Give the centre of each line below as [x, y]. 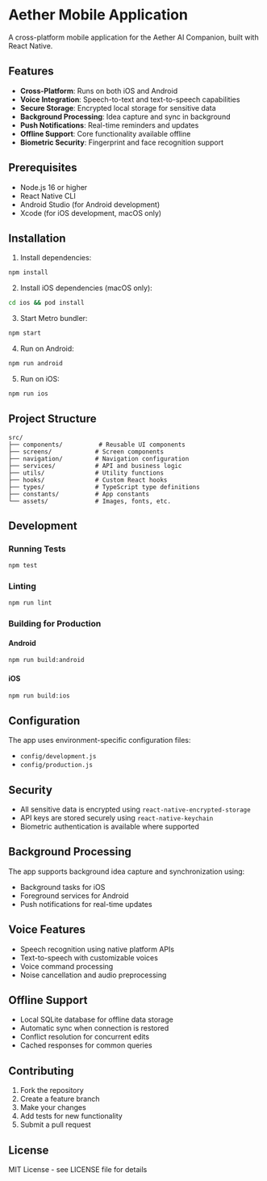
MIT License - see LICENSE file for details [78, 1170]
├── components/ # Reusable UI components [97, 445]
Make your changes [53, 1107]
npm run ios [28, 394]
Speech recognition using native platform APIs [97, 949]
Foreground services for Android [74, 896]
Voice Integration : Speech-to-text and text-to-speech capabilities [130, 99]
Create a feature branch [60, 1099]
